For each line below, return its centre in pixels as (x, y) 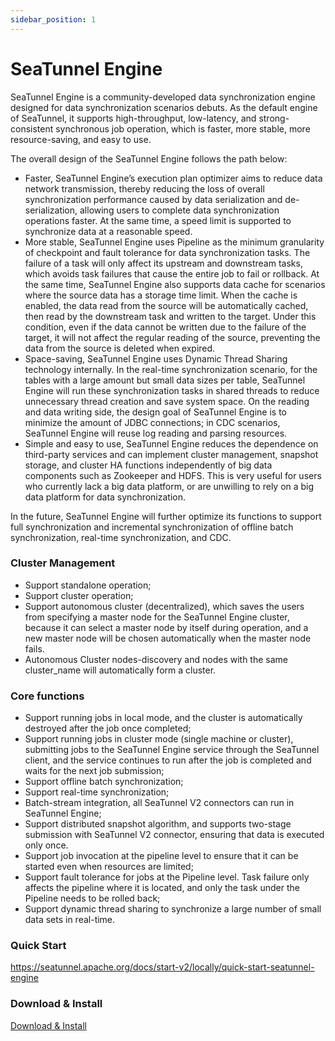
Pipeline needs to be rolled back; (92, 898)
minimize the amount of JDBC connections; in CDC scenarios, (152, 422)
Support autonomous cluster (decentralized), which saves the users (164, 606)
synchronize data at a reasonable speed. (108, 231)
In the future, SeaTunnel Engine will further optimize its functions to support (166, 516)
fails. (34, 648)
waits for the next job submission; (94, 771)
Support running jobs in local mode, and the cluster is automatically (163, 718)
